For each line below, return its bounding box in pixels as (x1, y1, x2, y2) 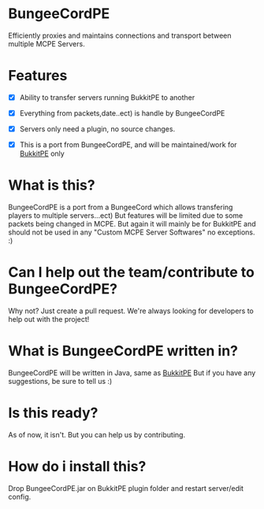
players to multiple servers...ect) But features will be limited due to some (8, 211, 244, 220)
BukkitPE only (19, 149, 65, 158)
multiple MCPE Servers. (8, 39, 85, 48)
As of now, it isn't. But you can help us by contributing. (8, 430, 186, 439)
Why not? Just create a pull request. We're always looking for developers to (8, 306, 254, 315)
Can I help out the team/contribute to (8, 264, 255, 282)
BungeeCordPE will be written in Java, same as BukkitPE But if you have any (8, 367, 256, 378)
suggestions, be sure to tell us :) (8, 376, 113, 385)
